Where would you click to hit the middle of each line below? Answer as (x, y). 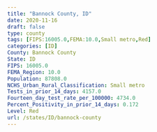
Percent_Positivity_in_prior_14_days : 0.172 (73, 105)
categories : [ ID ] (32, 46)
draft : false (26, 27)
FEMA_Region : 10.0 (34, 72)
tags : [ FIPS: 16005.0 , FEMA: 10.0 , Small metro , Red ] (79, 40)
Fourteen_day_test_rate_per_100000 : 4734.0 (72, 98)
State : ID (22, 59)
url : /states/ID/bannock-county (54, 117)
